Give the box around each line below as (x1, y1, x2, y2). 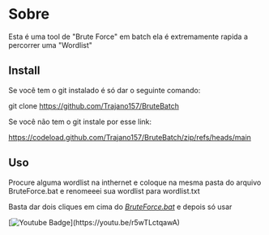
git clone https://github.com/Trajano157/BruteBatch (8, 100, 180, 110)
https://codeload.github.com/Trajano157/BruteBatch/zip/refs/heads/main (8, 132, 251, 142)
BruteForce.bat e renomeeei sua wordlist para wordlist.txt (8, 186, 200, 195)
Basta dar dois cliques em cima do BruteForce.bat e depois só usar (8, 202, 233, 211)
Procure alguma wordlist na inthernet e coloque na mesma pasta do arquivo (8, 177, 262, 187)
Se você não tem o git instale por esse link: (8, 117, 152, 126)
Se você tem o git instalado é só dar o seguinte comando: (8, 85, 201, 95)
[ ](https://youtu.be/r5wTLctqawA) (8, 217, 181, 227)
